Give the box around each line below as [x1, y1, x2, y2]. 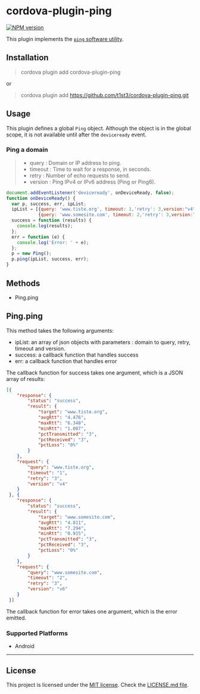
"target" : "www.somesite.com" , [37, 514, 116, 520]
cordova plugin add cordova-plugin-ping [20, 68, 121, 76]
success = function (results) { [11, 217, 92, 224]
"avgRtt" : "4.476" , [37, 415, 86, 421]
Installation [6, 52, 49, 63]
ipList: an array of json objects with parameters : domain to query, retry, [14, 338, 191, 346]
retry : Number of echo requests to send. [29, 171, 130, 179]
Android [14, 643, 35, 650]
